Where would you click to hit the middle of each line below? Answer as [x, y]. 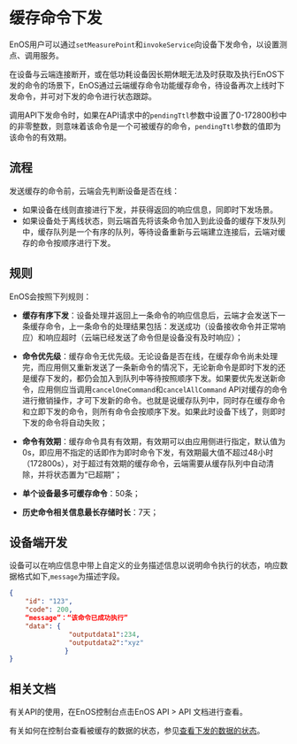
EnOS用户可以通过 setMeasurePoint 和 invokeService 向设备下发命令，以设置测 [148, 44]
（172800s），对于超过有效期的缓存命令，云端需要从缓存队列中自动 [144, 463]
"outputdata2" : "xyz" [106, 642]
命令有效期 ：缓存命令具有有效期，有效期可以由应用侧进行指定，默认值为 [153, 441]
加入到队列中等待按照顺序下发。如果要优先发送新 [189, 378]
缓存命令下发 [56, 18]
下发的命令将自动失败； [65, 422]
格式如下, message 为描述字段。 [71, 577]
